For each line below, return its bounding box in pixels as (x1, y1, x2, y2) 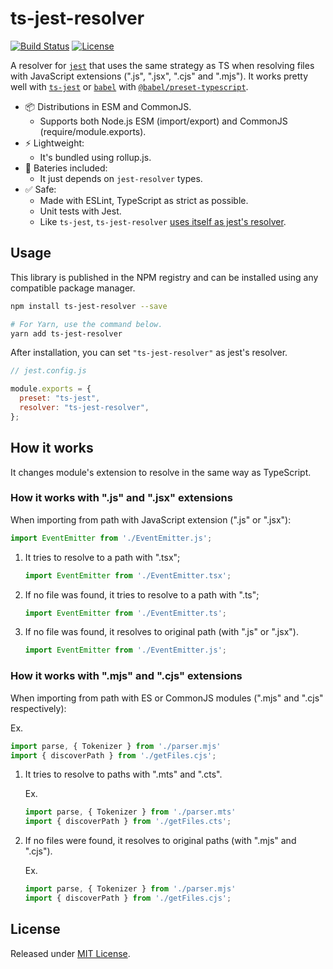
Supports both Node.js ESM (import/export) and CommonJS (39, 115, 288, 127)
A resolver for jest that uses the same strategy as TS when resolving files (10, 59, 315, 71)
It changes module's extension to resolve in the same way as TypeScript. (10, 466, 312, 478)
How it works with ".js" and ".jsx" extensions (10, 491, 233, 505)
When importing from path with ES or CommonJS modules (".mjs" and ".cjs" (10, 692, 324, 704)
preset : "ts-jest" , (19, 393, 101, 404)
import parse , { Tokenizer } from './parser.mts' (24, 807, 237, 817)
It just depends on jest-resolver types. (39, 172, 203, 184)
